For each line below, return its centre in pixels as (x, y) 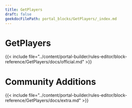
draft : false (18, 14)
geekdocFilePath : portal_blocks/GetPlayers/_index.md (61, 19)
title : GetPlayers (24, 10)
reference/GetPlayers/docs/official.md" (45, 62)
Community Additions (51, 82)
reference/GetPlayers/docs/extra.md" (43, 101)
